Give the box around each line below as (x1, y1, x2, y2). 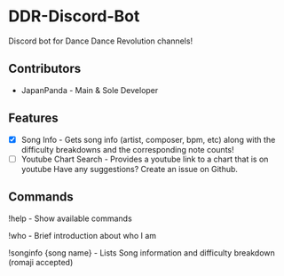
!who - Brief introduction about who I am (8, 230, 157, 241)
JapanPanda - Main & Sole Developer (20, 84, 159, 95)
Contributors (8, 61, 82, 76)
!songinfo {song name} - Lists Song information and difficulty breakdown (8, 247, 276, 258)
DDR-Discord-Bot (8, 6, 140, 27)
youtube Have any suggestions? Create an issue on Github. (20, 163, 239, 174)
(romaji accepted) (8, 256, 74, 267)
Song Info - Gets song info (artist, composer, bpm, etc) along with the (20, 134, 276, 145)
